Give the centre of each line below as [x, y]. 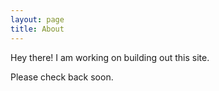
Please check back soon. [62, 77]
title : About [37, 29]
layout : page [37, 19]
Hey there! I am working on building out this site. [110, 57]
